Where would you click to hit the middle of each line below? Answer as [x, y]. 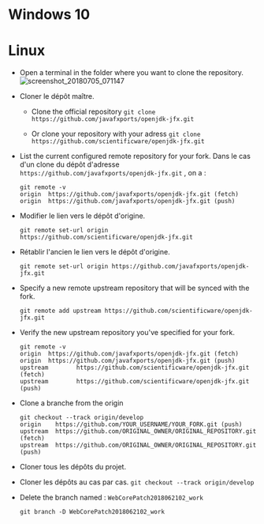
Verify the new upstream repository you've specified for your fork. [127, 333]
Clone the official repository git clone [93, 111]
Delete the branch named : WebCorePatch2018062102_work [111, 498]
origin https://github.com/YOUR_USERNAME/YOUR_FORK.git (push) [131, 424]
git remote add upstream [60, 311]
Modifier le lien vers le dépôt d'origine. [82, 216]
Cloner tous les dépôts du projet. [73, 467]
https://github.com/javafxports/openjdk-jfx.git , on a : [113, 173]
